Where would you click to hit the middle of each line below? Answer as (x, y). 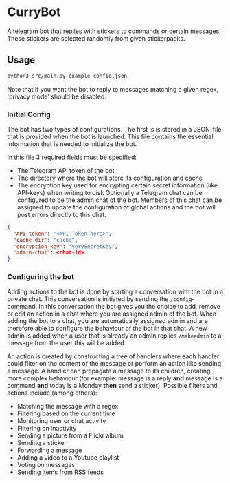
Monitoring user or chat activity (61, 421)
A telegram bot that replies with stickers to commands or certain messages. (114, 31)
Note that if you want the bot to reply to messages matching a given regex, (113, 89)
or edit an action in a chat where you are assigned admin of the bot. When (112, 314)
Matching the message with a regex (68, 407)
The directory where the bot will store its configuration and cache (110, 178)
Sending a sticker (42, 443)
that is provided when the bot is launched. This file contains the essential (111, 136)
